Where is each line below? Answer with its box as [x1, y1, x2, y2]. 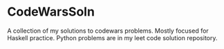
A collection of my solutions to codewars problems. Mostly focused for [7, 27, 209, 35]
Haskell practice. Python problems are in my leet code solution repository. [7, 33, 218, 42]
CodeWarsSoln [7, 4, 95, 20]
